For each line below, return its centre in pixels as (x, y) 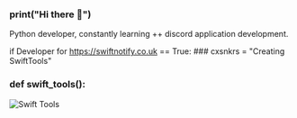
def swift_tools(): (47, 85)
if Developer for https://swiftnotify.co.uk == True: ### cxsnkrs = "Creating (147, 51)
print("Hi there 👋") (50, 14)
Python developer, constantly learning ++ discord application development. (149, 34)
